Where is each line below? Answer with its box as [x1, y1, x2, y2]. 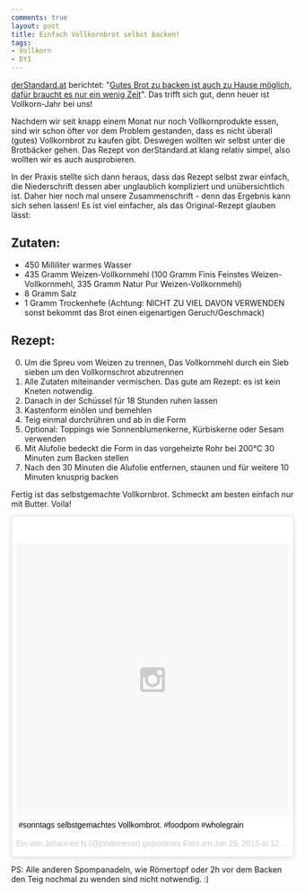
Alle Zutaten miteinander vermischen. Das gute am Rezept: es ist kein [23, 376, 282, 387]
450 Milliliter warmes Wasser [23, 259, 132, 270]
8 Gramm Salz [23, 288, 77, 299]
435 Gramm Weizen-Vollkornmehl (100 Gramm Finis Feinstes [23, 268, 249, 279]
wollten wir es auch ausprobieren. [11, 154, 136, 164]
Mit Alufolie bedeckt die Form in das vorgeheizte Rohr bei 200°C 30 [23, 442, 275, 453]
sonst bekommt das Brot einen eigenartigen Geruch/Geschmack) [23, 307, 265, 318]
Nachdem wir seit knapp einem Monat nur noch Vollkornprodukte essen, [11, 116, 279, 127]
